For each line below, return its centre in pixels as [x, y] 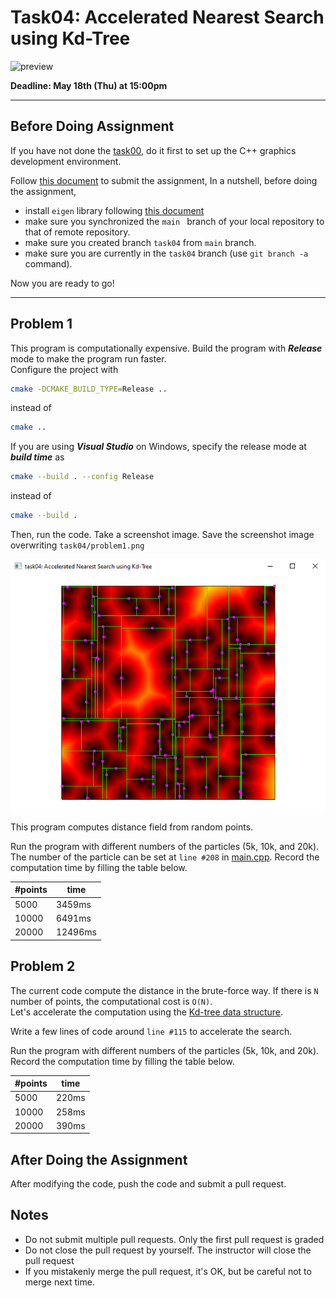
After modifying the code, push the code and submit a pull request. [148, 1184]
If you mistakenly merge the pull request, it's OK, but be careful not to [168, 1271]
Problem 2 [43, 966]
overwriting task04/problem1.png [77, 545]
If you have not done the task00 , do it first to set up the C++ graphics [153, 150]
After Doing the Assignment [99, 1159]
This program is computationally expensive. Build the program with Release [166, 348]
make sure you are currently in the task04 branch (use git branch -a [166, 253]
